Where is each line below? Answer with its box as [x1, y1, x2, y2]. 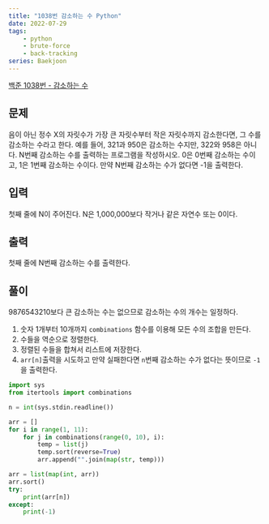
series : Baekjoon [8, 58, 67, 66]
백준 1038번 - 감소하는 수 [8, 80, 89, 90]
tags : [8, 27, 27, 35]
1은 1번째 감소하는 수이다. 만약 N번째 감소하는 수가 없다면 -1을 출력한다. [19, 160, 244, 170]
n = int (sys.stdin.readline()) [8, 403, 114, 411]
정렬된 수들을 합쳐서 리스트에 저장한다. [19, 345, 142, 354]
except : [8, 500, 35, 509]
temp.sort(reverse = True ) [37, 448, 122, 457]
